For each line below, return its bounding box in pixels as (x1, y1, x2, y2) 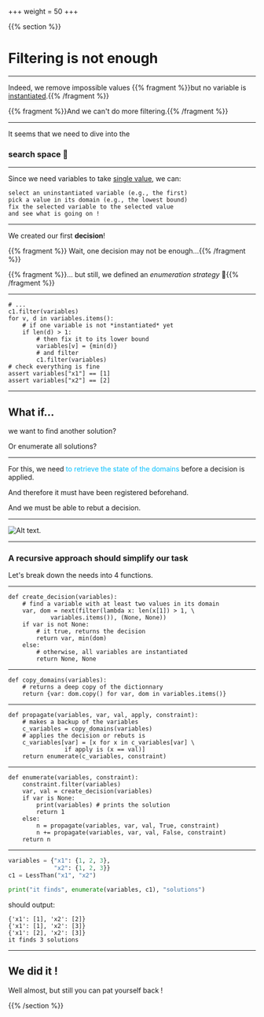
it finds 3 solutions (8, 936, 79, 944)
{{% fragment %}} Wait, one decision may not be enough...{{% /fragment (8, 246, 246, 256)
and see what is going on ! (8, 210, 101, 218)
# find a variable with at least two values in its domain (22, 600, 220, 608)
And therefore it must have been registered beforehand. (8, 488, 189, 497)
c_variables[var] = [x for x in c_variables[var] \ (22, 739, 195, 747)
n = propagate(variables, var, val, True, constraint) (36, 822, 220, 830)
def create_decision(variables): (8, 594, 118, 601)
